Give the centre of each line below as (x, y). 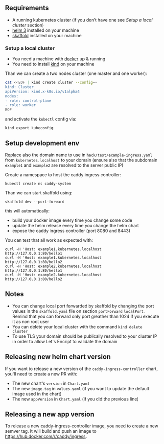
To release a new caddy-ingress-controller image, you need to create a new (82, 426)
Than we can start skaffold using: (39, 193)
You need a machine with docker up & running (59, 59)
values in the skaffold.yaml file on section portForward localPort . (79, 311)
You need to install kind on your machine (53, 64)
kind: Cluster (20, 87)
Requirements (27, 8)
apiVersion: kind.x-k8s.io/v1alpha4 (42, 92)
